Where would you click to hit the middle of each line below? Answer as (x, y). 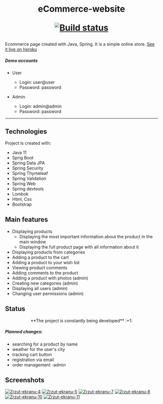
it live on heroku (21, 49)
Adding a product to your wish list (46, 262)
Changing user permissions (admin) (48, 293)
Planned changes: (24, 332)
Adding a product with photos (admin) (50, 278)
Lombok (20, 194)
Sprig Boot (23, 157)
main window (33, 242)
